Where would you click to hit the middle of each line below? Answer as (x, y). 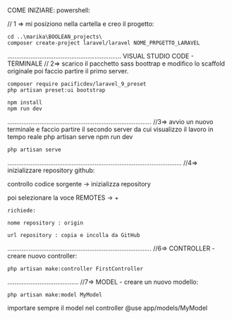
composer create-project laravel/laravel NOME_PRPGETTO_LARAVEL (104, 43)
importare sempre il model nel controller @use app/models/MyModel (108, 308)
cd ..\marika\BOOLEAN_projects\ (55, 37)
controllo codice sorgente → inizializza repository (79, 184)
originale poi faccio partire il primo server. (68, 71)
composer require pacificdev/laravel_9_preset (77, 84)
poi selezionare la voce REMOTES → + (63, 198)
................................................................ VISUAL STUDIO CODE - (100, 56)
